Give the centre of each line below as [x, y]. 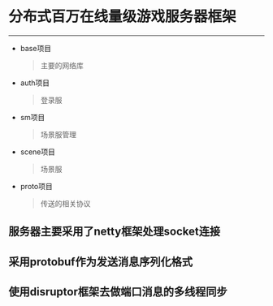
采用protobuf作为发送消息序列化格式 [101, 262]
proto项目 [36, 186]
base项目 [35, 48]
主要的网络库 [62, 65]
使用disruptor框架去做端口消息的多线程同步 [118, 292]
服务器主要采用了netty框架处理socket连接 [115, 232]
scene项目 [37, 152]
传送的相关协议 [65, 203]
